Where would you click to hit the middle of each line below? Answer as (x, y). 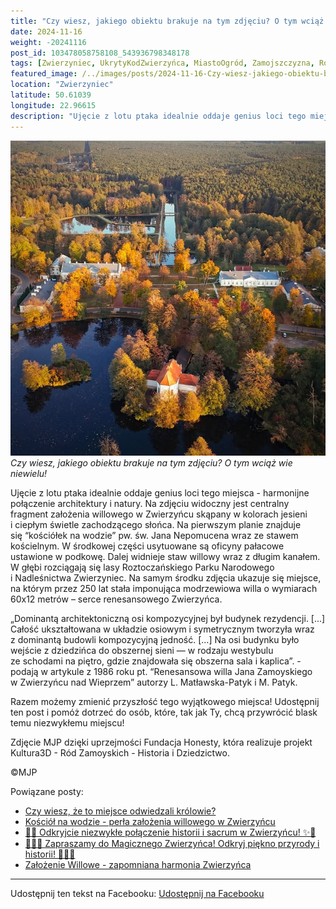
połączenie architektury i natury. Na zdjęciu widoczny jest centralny (150, 504)
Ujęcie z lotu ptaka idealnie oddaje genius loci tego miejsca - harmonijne (160, 493)
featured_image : (44, 74)
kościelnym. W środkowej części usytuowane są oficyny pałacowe (147, 546)
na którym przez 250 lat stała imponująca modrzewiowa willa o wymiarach (164, 589)
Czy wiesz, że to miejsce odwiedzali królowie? (120, 811)
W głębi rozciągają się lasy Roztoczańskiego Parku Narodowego (142, 567)
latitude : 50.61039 (51, 95)
